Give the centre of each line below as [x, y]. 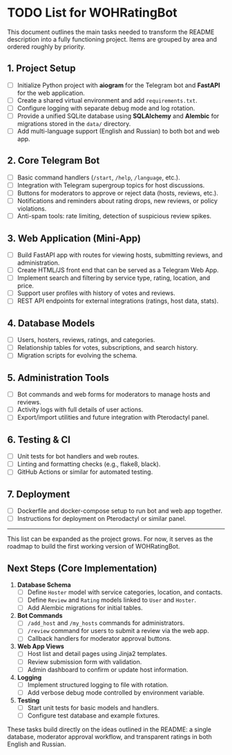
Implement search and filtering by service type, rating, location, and [114, 278]
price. [26, 286]
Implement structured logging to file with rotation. [98, 684]
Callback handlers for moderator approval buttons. [99, 639]
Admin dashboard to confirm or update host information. [108, 669]
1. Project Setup [41, 68]
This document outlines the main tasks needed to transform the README [111, 32]
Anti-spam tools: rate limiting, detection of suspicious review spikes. [114, 216]
